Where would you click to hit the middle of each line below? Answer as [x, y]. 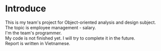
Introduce [26, 9]
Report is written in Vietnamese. [38, 43]
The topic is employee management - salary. [51, 27]
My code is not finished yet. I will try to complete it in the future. [70, 38]
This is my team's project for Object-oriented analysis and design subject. [80, 22]
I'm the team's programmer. [33, 33]
